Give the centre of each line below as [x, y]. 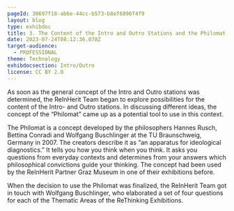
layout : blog [26, 20]
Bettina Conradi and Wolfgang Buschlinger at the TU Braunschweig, [104, 135]
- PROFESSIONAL [36, 53]
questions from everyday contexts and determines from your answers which [117, 157]
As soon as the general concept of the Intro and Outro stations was [103, 92]
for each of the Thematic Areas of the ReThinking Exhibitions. [95, 200]
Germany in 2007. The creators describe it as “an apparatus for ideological [114, 142]
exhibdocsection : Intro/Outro [51, 65]
